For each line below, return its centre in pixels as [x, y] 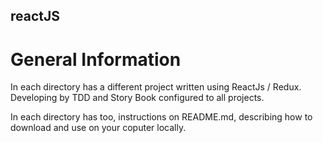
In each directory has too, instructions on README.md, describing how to [161, 117]
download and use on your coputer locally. [98, 128]
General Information [96, 59]
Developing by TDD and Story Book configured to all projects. [137, 98]
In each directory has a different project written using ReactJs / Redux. [156, 87]
